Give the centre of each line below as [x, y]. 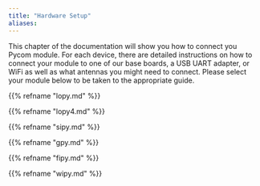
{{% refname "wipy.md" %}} [55, 173]
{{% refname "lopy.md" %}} [55, 95]
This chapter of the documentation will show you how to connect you [123, 46]
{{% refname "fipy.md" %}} [54, 158]
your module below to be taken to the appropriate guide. [102, 80]
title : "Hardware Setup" [50, 16]
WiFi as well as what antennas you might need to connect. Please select [128, 71]
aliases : [23, 23]
